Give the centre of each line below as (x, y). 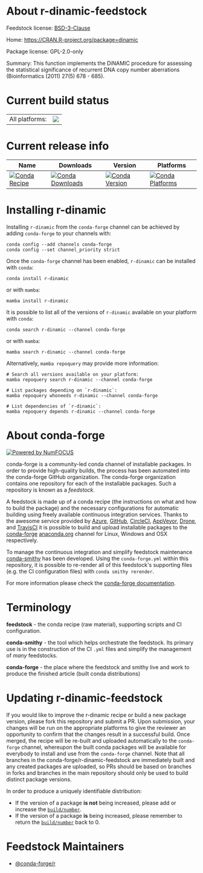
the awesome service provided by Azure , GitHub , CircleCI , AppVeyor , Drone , (101, 521)
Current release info (58, 146)
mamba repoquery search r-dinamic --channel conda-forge (79, 380)
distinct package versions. (39, 779)
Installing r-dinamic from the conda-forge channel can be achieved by (93, 227)
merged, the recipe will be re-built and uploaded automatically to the (92, 740)
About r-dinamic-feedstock (77, 11)
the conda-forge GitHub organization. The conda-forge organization (91, 477)
